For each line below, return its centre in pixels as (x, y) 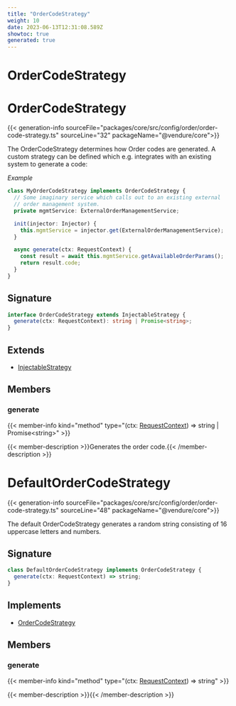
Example (20, 178)
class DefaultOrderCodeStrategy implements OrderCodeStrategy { (104, 570)
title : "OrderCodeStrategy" (49, 14)
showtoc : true (28, 34)
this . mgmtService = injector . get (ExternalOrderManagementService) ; (122, 230)
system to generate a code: (48, 164)
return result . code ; (50, 263)
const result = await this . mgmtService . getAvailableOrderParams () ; (122, 257)
